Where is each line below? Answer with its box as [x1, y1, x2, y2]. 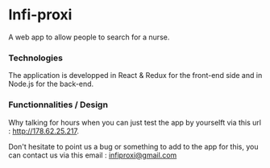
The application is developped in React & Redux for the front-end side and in [8, 71, 263, 80]
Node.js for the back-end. [8, 79, 94, 89]
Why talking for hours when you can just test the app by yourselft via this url [8, 117, 262, 127]
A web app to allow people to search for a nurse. [8, 32, 170, 42]
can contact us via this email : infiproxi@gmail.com [8, 150, 177, 160]
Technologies [8, 52, 63, 64]
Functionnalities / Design [8, 99, 109, 110]
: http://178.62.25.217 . [8, 126, 79, 136]
